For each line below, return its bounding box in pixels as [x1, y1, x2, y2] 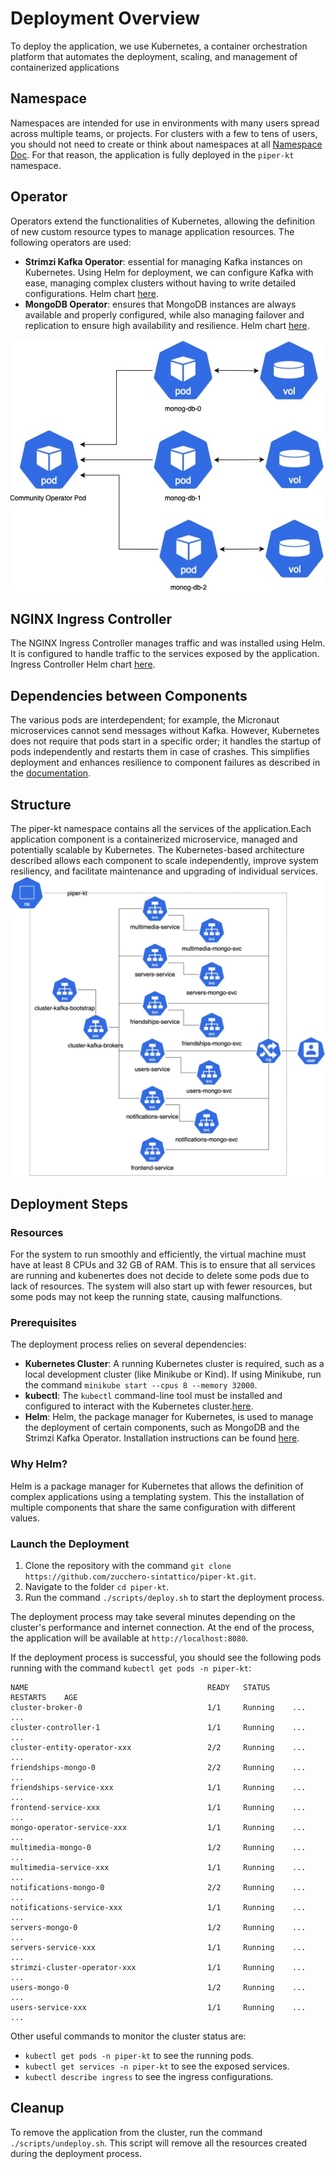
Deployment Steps [10, 1195, 128, 1212]
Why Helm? [10, 1457, 68, 1471]
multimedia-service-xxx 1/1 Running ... [10, 1862, 307, 1872]
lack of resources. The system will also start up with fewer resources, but [10, 1280, 313, 1292]
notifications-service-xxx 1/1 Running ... [10, 1902, 307, 1912]
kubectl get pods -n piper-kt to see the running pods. [24, 2049, 254, 2061]
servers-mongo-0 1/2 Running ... [10, 1922, 307, 1932]
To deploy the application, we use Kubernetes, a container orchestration [10, 40, 308, 52]
